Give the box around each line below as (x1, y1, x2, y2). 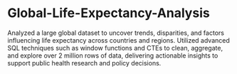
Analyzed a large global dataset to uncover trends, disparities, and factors (7, 28, 224, 37)
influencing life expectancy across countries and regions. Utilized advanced (7, 36, 230, 44)
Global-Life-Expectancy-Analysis (7, 5, 210, 21)
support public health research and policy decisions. (7, 58, 162, 67)
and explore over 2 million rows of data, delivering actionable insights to (7, 51, 218, 60)
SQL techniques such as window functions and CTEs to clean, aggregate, (7, 43, 223, 52)
